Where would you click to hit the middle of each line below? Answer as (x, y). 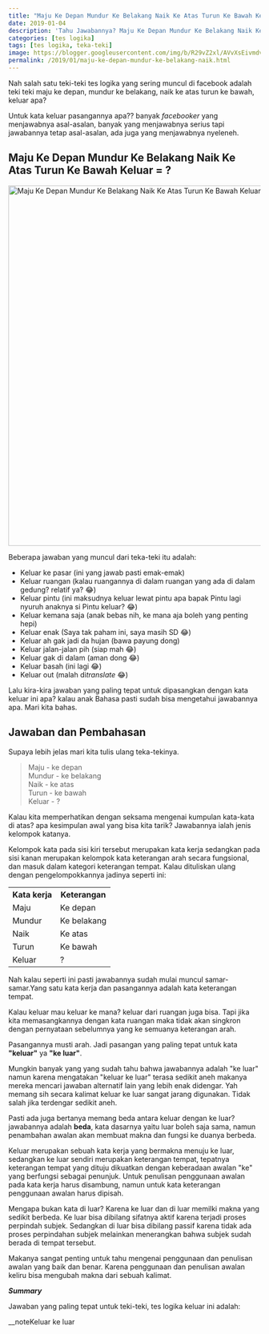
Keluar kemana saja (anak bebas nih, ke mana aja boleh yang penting (134, 615)
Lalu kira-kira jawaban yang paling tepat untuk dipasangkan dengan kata (128, 690)
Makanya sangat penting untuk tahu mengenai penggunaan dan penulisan (130, 1258)
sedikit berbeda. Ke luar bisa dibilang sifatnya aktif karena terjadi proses (127, 1217)
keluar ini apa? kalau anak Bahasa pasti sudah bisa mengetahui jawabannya (133, 698)
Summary (25, 1291)
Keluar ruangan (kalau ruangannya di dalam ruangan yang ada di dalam (137, 581)
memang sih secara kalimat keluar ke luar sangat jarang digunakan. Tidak (129, 1094)
